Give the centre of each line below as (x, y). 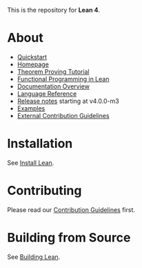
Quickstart (32, 57)
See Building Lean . (34, 257)
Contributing (44, 191)
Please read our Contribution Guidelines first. (71, 209)
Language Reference (47, 93)
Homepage (33, 64)
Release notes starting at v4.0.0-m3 (68, 101)
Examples (31, 108)
